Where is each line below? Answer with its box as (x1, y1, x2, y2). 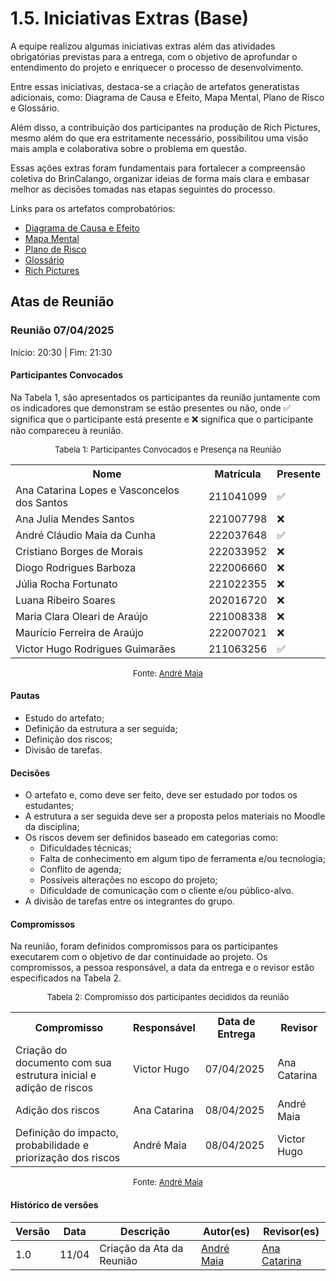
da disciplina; (24, 821, 80, 833)
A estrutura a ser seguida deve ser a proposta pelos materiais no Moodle (24, 810, 326, 822)
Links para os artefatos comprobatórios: (10, 202, 176, 214)
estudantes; (24, 800, 75, 812)
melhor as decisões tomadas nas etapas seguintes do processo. (10, 183, 276, 195)
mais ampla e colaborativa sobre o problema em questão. (10, 142, 247, 154)
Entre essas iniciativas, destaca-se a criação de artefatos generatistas (10, 80, 300, 92)
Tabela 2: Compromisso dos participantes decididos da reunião (46, 992, 290, 1003)
